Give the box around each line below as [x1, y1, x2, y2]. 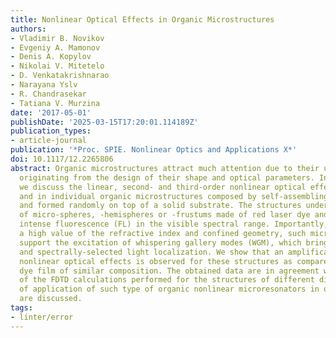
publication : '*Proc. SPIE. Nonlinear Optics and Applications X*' [10, 145, 298, 155]
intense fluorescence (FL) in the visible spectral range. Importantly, [19, 219, 329, 230]
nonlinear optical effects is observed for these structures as [19, 256, 293, 266]
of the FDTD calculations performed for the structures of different [19, 275, 315, 285]
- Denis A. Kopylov [10, 52, 92, 62]
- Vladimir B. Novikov [10, 33, 105, 43]
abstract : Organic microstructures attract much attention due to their [10, 163, 320, 173]
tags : [10, 303, 33, 313]
